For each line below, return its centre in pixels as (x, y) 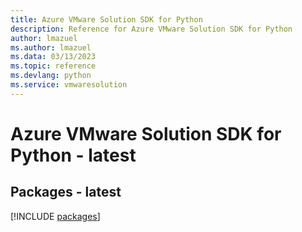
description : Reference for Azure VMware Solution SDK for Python (151, 29)
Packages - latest (66, 192)
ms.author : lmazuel (51, 47)
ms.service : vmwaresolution (69, 85)
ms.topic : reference (53, 66)
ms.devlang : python (51, 76)
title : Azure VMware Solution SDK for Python (106, 19)
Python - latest (73, 155)
